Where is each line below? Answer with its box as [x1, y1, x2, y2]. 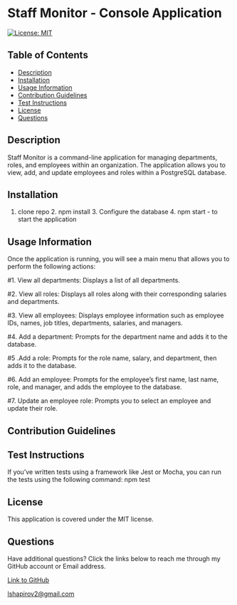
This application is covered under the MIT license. [7, 515, 154, 524]
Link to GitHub [7, 576, 50, 584]
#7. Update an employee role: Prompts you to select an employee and [7, 396, 211, 405]
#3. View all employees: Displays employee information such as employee [7, 311, 224, 320]
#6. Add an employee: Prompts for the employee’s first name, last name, [7, 375, 219, 384]
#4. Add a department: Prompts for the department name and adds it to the [7, 332, 228, 341]
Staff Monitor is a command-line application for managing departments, [7, 153, 218, 162]
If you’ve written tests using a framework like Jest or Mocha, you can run [7, 468, 222, 476]
